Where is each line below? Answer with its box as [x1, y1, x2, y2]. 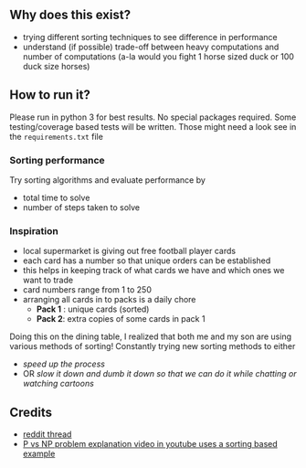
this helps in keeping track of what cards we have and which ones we [22, 265, 285, 276]
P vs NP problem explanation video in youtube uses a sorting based [22, 439, 279, 450]
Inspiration [9, 224, 59, 237]
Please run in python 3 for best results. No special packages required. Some [9, 112, 297, 122]
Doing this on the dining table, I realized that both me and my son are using [9, 331, 292, 342]
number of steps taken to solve [22, 201, 140, 213]
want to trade [22, 274, 74, 286]
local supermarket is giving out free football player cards [22, 246, 236, 257]
